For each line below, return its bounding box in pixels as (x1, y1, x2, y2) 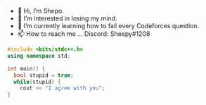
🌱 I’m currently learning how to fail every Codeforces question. (17, 22, 200, 30)
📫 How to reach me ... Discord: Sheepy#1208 (17, 30, 150, 38)
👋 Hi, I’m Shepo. (17, 7, 65, 15)
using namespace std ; (7, 52, 71, 59)
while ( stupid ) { (13, 78, 61, 85)
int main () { (7, 65, 46, 72)
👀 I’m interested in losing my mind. (17, 14, 117, 23)
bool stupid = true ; (13, 71, 74, 79)
